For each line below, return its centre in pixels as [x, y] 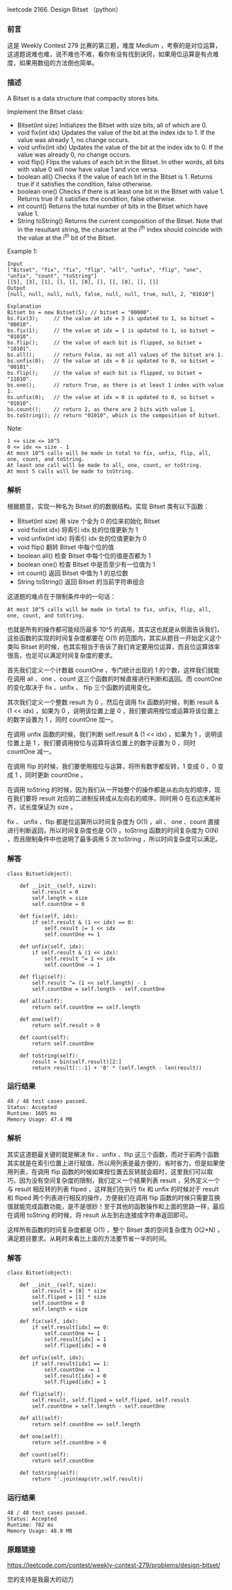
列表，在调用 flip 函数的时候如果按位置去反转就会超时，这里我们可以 [110, 1172]
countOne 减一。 [31, 752]
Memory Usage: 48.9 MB [40, 1531]
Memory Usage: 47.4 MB [40, 1119]
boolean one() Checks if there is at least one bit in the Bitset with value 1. [120, 191]
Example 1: [22, 251]
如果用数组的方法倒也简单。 [58, 63]
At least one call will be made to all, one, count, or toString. [105, 465]
